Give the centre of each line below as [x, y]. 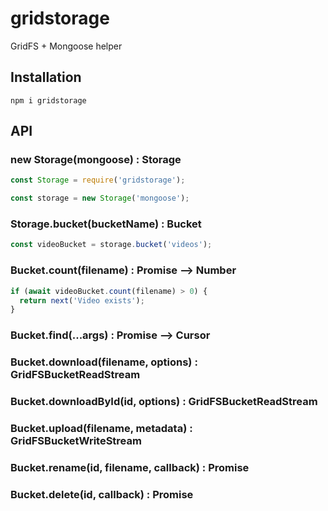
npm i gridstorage [48, 100]
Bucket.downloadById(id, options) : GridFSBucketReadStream [164, 402]
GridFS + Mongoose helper [66, 46]
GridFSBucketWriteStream [76, 440]
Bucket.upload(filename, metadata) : [101, 428]
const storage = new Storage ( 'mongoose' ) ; [100, 198]
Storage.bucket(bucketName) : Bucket [106, 224]
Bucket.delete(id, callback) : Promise [102, 494]
